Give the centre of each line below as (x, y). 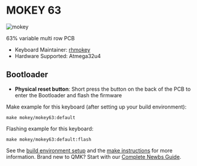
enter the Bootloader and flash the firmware (68, 95)
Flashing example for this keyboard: (50, 129)
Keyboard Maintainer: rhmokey (53, 50)
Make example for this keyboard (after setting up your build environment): (96, 107)
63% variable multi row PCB (41, 38)
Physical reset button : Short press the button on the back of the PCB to (103, 89)
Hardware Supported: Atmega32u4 (58, 56)
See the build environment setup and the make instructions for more (90, 150)
